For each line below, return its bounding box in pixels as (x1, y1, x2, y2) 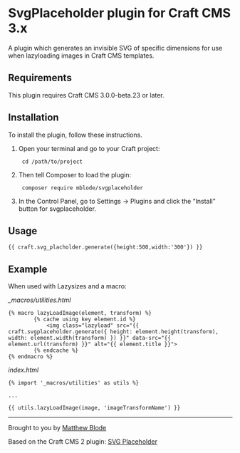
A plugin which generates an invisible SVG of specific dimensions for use (8, 43, 223, 52)
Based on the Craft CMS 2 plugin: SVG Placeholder (8, 437, 157, 446)
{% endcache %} (33, 347, 79, 354)
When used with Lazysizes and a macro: (8, 282, 127, 291)
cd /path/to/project (21, 158, 83, 165)
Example (8, 263, 48, 275)
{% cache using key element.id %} (33, 316, 136, 323)
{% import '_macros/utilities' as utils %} (8, 380, 140, 387)
